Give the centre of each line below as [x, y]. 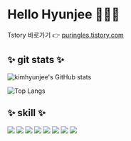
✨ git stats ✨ [36, 60]
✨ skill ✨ [27, 113]
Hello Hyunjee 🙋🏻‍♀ [64, 15]
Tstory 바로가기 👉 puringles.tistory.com [66, 35]
